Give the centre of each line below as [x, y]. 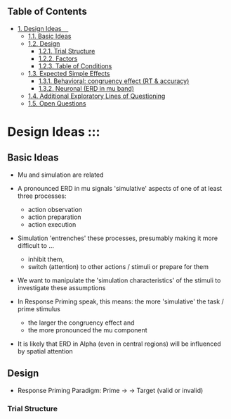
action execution [52, 224]
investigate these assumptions [61, 287]
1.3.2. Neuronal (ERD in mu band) [86, 88]
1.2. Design [44, 43]
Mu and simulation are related [60, 175]
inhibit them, [46, 259]
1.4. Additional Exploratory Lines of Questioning [97, 96]
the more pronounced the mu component [87, 330]
